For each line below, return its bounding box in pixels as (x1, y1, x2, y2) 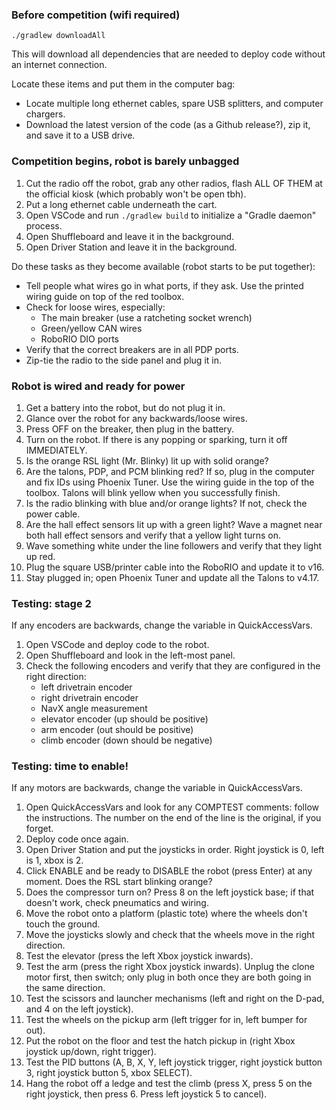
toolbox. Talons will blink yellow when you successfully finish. (25, 486, 281, 498)
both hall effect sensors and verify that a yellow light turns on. (25, 529, 281, 541)
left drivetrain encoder (40, 681, 133, 693)
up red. (25, 550, 56, 562)
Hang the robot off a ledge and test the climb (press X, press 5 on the (25, 1078, 313, 1090)
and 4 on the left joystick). (25, 1003, 134, 1015)
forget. (25, 823, 54, 835)
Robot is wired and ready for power (11, 379, 186, 393)
